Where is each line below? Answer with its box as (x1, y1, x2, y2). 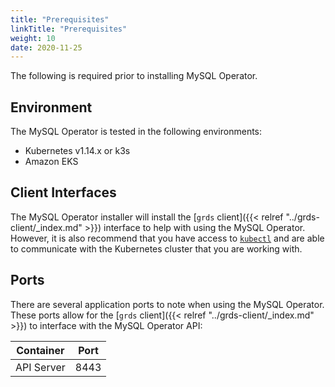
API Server (15, 360, 66, 374)
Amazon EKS (24, 156, 79, 168)
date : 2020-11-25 (10, 42, 83, 53)
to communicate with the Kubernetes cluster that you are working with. (10, 242, 303, 255)
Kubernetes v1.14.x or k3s (24, 145, 131, 157)
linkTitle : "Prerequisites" (10, 24, 128, 34)
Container (16, 343, 65, 357)
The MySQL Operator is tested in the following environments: (10, 126, 263, 138)
